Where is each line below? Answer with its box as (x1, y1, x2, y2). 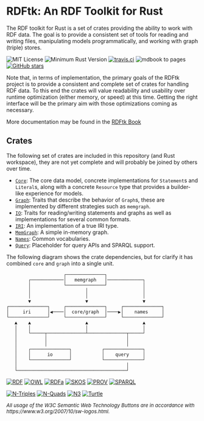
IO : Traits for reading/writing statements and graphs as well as (15, 209, 172, 216)
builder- (171, 183, 191, 190)
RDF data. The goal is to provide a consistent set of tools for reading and (6, 30, 189, 38)
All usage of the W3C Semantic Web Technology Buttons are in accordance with (6, 402, 195, 409)
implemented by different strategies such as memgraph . (15, 202, 151, 210)
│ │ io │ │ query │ (14, 352, 146, 358)
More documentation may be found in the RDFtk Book (6, 118, 141, 126)
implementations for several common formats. (15, 215, 131, 223)
